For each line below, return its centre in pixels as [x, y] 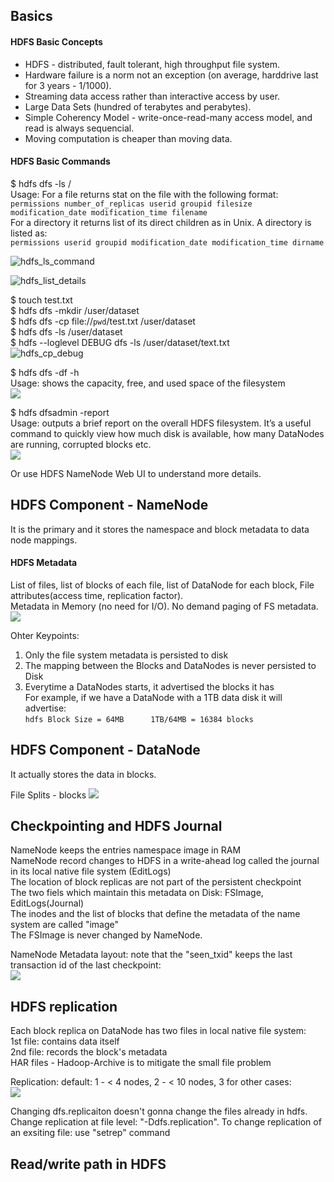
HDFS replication [64, 1006]
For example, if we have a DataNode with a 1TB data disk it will [153, 697]
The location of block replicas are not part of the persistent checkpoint [156, 882]
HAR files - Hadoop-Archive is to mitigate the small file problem [141, 1063]
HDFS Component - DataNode [105, 750]
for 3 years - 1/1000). [68, 85]
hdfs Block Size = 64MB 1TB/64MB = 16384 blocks [139, 719]
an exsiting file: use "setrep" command [90, 1133]
